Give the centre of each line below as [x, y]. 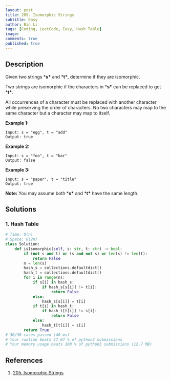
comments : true [22, 39]
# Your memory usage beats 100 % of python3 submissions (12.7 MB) [79, 345]
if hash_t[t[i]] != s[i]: [69, 311]
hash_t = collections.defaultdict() [63, 273]
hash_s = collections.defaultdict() [63, 268]
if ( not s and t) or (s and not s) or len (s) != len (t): [86, 254]
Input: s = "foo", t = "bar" [36, 156]
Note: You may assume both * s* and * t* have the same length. [72, 193]
